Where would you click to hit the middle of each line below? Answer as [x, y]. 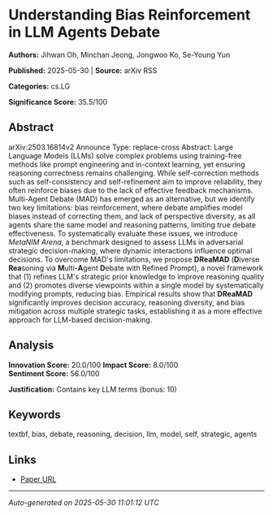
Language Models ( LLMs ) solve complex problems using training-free [125, 155]
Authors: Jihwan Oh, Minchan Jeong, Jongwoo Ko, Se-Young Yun [119, 54]
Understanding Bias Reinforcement [130, 15]
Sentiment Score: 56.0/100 [54, 373]
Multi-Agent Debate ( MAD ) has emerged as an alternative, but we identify [132, 199]
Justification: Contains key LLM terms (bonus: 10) [93, 389]
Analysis [31, 346]
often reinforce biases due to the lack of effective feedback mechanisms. [131, 190]
